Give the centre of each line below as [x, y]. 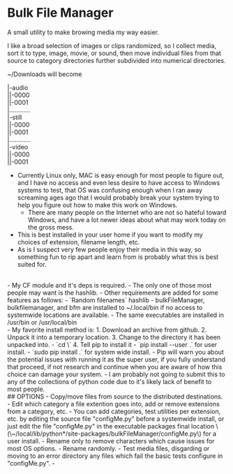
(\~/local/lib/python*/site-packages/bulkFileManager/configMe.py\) [105, 434]
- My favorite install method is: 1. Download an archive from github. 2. [107, 329]
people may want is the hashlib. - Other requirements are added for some [113, 292]
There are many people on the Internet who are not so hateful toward [127, 212]
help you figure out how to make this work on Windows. [97, 205]
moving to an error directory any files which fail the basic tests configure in [115, 456]
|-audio [18, 87]
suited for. [32, 264]
